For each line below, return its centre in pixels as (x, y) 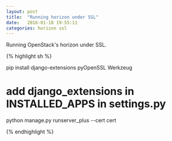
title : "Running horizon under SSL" (52, 17)
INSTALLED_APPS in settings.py (86, 104)
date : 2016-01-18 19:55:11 (42, 22)
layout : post (22, 12)
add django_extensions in (70, 91)
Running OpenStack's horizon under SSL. (57, 45)
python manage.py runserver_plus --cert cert (61, 120)
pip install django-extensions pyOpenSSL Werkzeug (69, 68)
